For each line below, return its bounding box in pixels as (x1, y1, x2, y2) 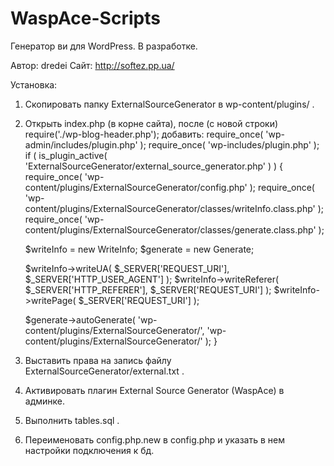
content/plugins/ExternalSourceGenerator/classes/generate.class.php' (24, 223, 317, 236)
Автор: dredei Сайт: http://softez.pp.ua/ (10, 59, 175, 71)
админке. (24, 395, 66, 407)
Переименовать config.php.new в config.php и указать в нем (24, 433, 286, 446)
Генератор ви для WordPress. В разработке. (10, 40, 198, 52)
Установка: (10, 78, 58, 91)
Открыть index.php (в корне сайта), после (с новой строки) (24, 117, 279, 129)
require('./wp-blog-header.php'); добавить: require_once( (24, 128, 264, 140)
